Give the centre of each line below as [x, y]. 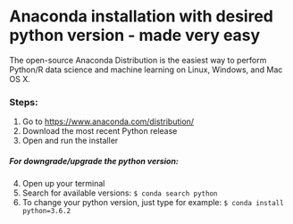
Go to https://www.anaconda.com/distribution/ [108, 121]
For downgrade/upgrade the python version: [94, 161]
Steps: [24, 102]
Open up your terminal [63, 184]
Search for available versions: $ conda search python [120, 193]
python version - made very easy [135, 35]
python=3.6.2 [46, 212]
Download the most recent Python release [100, 131]
